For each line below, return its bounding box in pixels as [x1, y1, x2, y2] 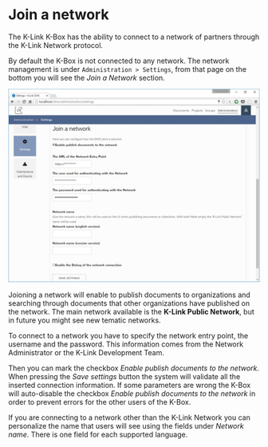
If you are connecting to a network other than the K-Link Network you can [8, 413, 251, 422]
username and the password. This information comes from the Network [8, 339, 244, 349]
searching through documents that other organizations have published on [8, 298, 250, 308]
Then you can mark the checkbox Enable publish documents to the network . [8, 363, 260, 373]
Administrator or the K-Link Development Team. [8, 347, 165, 357]
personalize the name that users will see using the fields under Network [8, 421, 245, 430]
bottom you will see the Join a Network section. [8, 73, 165, 82]
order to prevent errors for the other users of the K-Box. [8, 397, 191, 406]
